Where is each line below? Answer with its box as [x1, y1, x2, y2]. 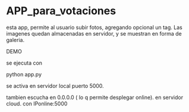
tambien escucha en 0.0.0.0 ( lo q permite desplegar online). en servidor [6, 94, 183, 101]
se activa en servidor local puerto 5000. [6, 82, 104, 89]
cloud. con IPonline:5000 [6, 100, 68, 107]
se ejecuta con [6, 59, 43, 66]
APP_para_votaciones [6, 4, 116, 18]
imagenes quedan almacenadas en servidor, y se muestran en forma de [6, 30, 182, 37]
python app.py [6, 71, 42, 78]
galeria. [6, 36, 25, 43]
